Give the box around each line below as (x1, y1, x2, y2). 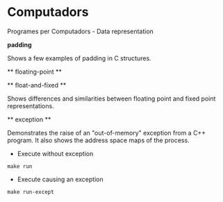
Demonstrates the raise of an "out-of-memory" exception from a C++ (7, 128, 206, 137)
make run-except (7, 188, 54, 195)
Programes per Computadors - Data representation (7, 27, 154, 35)
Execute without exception (17, 149, 94, 158)
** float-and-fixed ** (7, 81, 67, 89)
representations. (7, 101, 54, 110)
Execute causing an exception (17, 175, 104, 183)
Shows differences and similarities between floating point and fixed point (7, 94, 216, 103)
